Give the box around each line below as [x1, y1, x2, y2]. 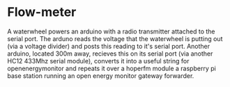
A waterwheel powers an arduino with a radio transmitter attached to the [7, 27, 215, 35]
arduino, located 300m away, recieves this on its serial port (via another [7, 49, 213, 58]
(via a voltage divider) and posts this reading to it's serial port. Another [7, 42, 210, 50]
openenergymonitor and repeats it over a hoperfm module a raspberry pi [7, 64, 216, 72]
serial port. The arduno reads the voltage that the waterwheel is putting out [7, 34, 223, 42]
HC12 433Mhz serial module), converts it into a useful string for [7, 56, 190, 65]
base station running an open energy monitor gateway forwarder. [7, 71, 194, 80]
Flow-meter [7, 4, 77, 20]
